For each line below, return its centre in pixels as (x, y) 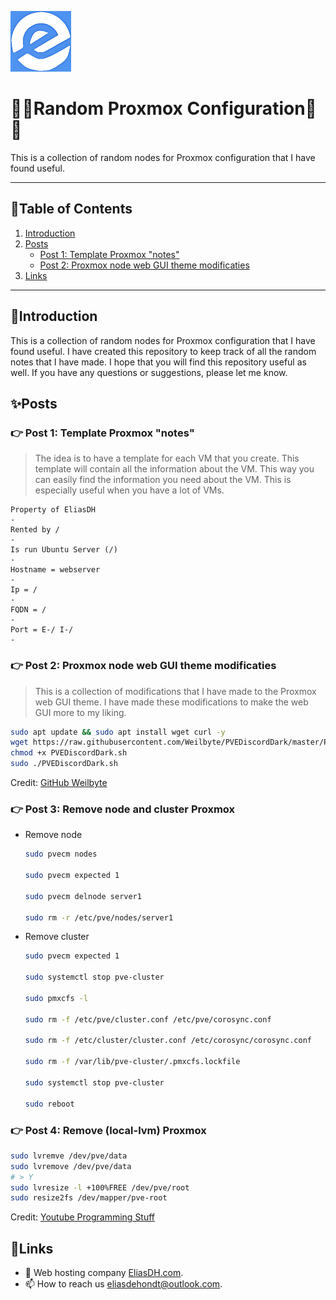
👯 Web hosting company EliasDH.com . (104, 1273)
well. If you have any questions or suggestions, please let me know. (149, 372)
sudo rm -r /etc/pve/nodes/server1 (99, 917)
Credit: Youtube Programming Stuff (83, 1217)
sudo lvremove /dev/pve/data (71, 1166)
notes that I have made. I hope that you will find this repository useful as (158, 362)
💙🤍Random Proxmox (96, 108)
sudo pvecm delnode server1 (83, 896)
